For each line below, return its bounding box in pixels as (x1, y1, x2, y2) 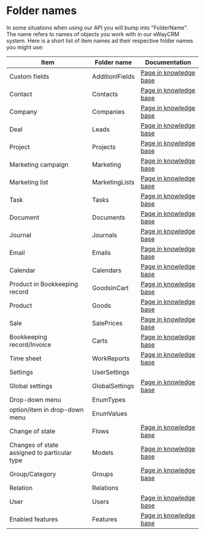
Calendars (92, 266, 122, 275)
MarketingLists (92, 178, 135, 186)
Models (92, 448, 114, 457)
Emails (92, 248, 111, 257)
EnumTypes (92, 395, 126, 404)
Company (9, 107, 38, 116)
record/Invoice (9, 340, 52, 349)
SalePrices (92, 319, 123, 327)
